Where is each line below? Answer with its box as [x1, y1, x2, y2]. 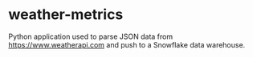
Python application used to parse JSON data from [8, 32, 173, 41]
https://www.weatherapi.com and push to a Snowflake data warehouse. [8, 40, 246, 49]
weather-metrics [8, 6, 124, 24]
